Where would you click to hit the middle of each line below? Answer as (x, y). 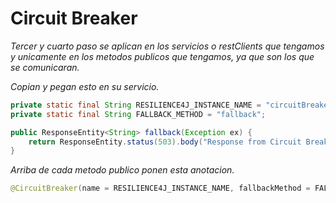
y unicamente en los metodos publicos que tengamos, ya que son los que (162, 56)
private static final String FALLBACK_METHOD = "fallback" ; (138, 114)
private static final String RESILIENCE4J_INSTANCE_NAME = (136, 105)
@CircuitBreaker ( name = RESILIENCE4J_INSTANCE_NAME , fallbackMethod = (160, 188)
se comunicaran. (45, 67)
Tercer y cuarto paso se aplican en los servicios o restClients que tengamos (167, 46)
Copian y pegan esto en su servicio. (85, 86)
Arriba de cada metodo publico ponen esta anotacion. (122, 170)
